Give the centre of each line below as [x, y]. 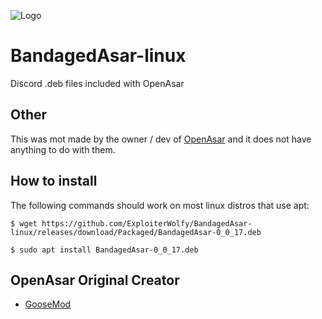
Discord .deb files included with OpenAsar [97, 83]
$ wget [24, 223]
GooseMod [48, 304]
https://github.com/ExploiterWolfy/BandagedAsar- [147, 223]
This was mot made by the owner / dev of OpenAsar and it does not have [161, 139]
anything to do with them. [63, 149]
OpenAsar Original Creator [95, 280]
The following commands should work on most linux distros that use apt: [160, 205]
